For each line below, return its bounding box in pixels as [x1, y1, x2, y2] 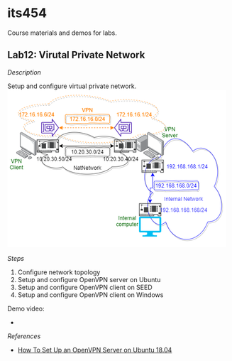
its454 [7, 5, 48, 21]
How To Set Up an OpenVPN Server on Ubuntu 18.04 [17, 345, 172, 354]
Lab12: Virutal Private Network [7, 49, 145, 61]
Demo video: [7, 304, 45, 313]
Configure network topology [17, 268, 101, 276]
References [7, 332, 41, 340]
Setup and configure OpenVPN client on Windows [17, 290, 164, 299]
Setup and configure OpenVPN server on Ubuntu [17, 275, 161, 284]
